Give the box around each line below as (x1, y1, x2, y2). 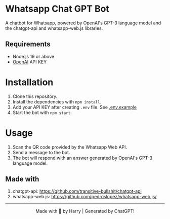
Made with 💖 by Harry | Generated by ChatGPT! (35, 208, 135, 214)
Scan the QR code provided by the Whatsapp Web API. (12, 144, 127, 150)
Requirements (5, 40, 51, 49)
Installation (5, 77, 54, 88)
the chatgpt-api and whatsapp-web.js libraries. (5, 25, 103, 31)
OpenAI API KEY (12, 59, 47, 65)
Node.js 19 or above (12, 53, 55, 59)
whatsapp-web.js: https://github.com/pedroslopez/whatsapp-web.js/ (12, 194, 157, 200)
